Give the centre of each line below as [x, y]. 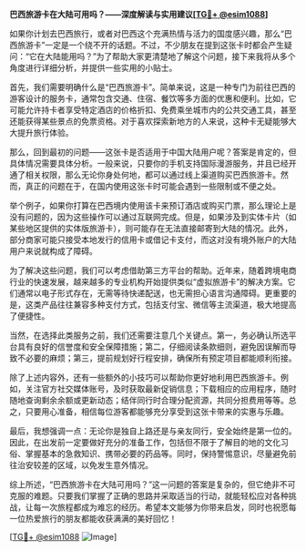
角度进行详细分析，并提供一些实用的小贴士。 [93, 68]
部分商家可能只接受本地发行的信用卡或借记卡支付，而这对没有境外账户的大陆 [153, 240]
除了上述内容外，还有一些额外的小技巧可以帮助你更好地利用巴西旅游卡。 [145, 378]
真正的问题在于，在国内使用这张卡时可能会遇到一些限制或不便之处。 [153, 186]
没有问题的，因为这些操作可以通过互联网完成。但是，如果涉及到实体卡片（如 [153, 217]
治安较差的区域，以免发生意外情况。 [85, 465]
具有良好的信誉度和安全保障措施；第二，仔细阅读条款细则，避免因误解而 [153, 347]
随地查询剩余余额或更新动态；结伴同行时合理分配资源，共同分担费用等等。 [149, 400]
